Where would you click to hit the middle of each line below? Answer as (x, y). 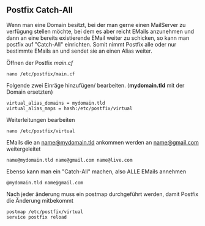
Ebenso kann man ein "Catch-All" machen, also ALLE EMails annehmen (96, 171)
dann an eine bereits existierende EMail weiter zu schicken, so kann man (98, 38)
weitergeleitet (24, 149)
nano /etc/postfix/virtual (41, 131)
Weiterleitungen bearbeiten (41, 119)
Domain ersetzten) (30, 92)
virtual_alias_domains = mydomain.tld (56, 103)
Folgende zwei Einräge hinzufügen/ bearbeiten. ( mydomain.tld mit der (95, 85)
